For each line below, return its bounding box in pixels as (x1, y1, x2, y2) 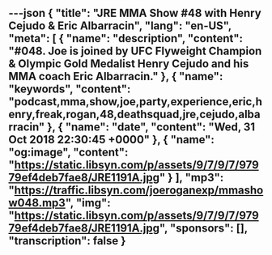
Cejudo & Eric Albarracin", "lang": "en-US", (8, 19, 232, 33)
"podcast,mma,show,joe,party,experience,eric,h (8, 95, 263, 108)
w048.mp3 (8, 196, 66, 210)
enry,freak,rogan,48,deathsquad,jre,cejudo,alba (8, 108, 261, 121)
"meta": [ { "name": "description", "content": (8, 32, 244, 45)
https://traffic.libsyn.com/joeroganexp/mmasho (14, 184, 264, 198)
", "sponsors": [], (159, 222, 249, 236)
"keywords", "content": (8, 83, 131, 96)
